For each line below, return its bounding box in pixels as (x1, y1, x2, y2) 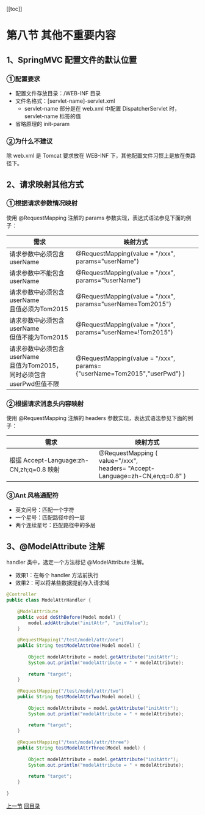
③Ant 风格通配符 (6, 492, 59, 500)
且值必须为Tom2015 (9, 304, 69, 313)
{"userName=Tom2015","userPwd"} (76, 369, 181, 378)
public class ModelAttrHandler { (6, 597, 92, 603)
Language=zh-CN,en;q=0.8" (98, 472, 182, 481)
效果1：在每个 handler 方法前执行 (15, 572, 99, 579)
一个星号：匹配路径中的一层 (15, 514, 85, 522)
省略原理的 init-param (15, 120, 70, 127)
